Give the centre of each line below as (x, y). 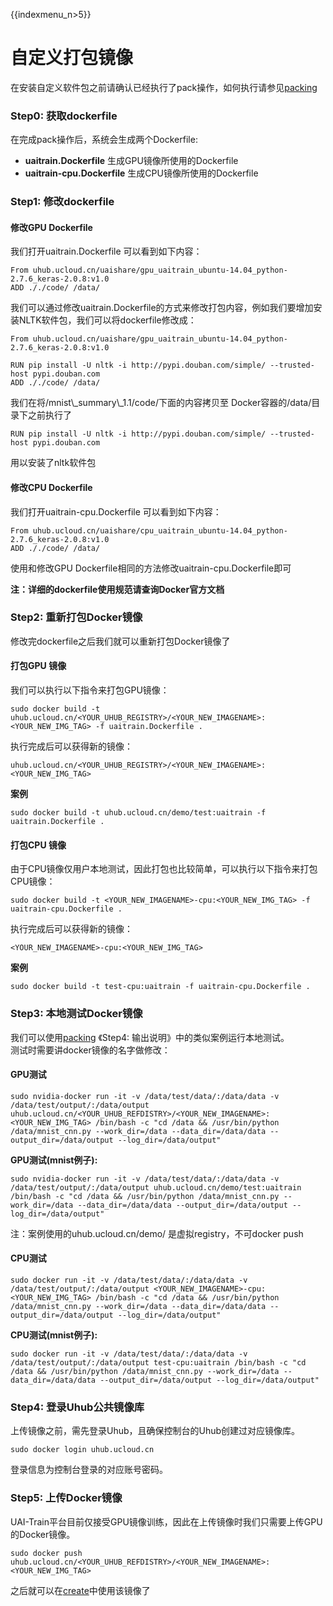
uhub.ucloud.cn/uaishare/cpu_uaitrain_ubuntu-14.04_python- (160, 530)
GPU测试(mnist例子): (54, 1160)
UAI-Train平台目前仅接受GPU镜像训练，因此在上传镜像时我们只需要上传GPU (166, 1521)
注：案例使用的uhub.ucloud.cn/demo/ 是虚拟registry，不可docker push (157, 1233)
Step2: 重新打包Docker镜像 (76, 617)
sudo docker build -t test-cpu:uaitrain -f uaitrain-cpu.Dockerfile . (160, 987)
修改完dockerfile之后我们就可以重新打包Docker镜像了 (120, 641)
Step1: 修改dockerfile (62, 202)
